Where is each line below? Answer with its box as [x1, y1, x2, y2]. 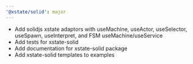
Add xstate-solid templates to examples [14, 51, 115, 58]
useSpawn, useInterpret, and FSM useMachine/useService [14, 31, 163, 39]
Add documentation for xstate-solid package [14, 45, 128, 52]
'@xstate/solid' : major [5, 8, 67, 15]
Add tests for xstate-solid [14, 38, 79, 45]
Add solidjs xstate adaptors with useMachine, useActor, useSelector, [14, 25, 188, 33]
